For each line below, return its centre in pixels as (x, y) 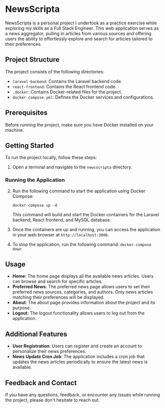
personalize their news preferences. (49, 351)
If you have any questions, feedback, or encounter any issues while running (83, 395)
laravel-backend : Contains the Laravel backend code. (67, 81)
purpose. (22, 308)
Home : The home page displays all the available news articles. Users (83, 276)
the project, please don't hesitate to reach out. (53, 400)
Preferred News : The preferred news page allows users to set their (81, 287)
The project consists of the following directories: (55, 72)
